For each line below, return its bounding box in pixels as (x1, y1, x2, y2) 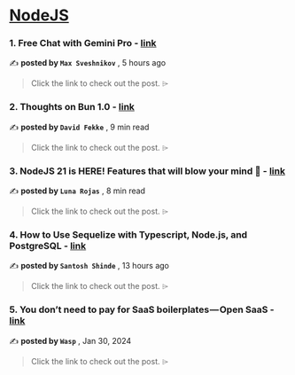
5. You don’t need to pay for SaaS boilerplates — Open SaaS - (9, 303, 275, 316)
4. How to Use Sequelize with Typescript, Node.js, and (9, 229, 248, 240)
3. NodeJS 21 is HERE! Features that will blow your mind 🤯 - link (9, 165, 286, 177)
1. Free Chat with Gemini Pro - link (9, 37, 157, 50)
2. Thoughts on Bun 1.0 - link (9, 101, 136, 113)
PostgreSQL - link (9, 240, 87, 252)
